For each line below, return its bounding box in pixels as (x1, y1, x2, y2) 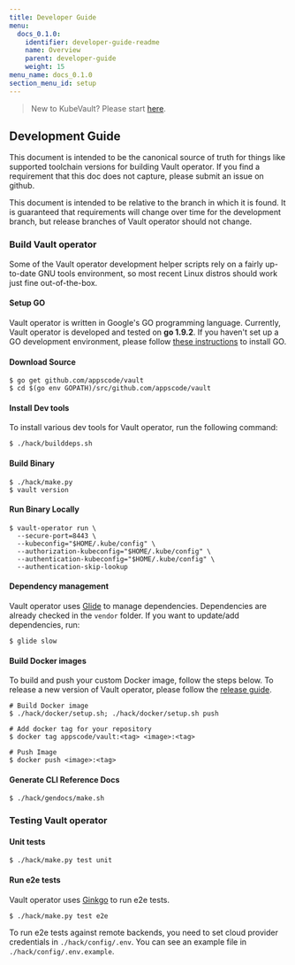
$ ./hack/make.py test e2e (9, 911, 109, 921)
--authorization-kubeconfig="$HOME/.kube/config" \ (17, 546, 212, 556)
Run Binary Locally (9, 504, 79, 514)
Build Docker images (9, 655, 87, 666)
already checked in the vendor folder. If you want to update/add (9, 610, 240, 621)
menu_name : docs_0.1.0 (9, 71, 93, 80)
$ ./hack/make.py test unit (9, 856, 113, 865)
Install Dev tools (9, 402, 70, 413)
